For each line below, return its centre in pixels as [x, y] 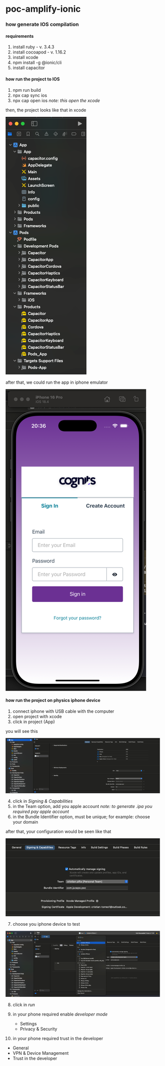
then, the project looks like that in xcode [46, 110]
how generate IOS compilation [42, 25]
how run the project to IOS [33, 79]
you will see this [22, 731]
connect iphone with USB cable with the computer [63, 711]
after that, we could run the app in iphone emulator [57, 382]
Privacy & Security [39, 1029]
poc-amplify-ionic [43, 9]
